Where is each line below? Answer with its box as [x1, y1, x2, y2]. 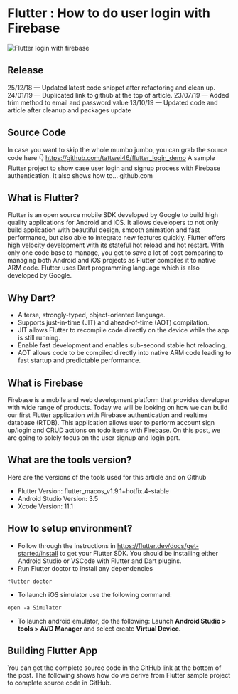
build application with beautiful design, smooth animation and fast [7, 226, 200, 234]
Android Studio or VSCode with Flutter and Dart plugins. [17, 557, 182, 565]
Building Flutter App [7, 645, 98, 657]
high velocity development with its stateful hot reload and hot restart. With [7, 241, 225, 250]
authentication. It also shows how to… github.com [7, 171, 153, 179]
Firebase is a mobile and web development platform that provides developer [7, 396, 231, 404]
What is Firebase [7, 377, 84, 389]
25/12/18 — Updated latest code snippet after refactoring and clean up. [7, 83, 215, 92]
